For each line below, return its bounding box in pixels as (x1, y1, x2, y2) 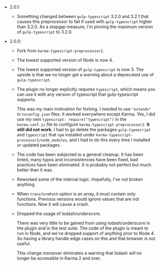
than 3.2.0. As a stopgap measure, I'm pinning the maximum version (16, 24, 153, 30)
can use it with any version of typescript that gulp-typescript (16, 92, 138, 97)
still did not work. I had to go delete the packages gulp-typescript (16, 127, 151, 133)
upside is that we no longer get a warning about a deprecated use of (16, 72, 154, 77)
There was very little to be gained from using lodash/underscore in (16, 220, 150, 226)
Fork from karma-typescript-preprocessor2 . (16, 48, 104, 53)
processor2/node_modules (16, 138, 67, 143)
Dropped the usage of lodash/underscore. (16, 211, 101, 216)
